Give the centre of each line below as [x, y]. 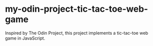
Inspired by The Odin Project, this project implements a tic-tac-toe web [76, 33]
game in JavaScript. [25, 38]
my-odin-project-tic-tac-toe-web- [76, 9]
